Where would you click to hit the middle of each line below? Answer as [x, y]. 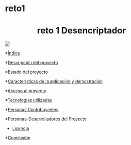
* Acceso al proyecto [26, 91]
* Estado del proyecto [26, 72]
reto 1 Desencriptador [82, 31]
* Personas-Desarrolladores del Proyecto [46, 119]
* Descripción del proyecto [32, 63]
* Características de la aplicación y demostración [54, 81]
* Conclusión [18, 138]
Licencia [20, 129]
